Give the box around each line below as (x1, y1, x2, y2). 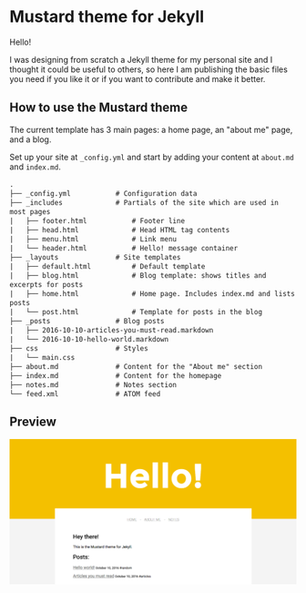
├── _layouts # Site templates (9, 252, 181, 261)
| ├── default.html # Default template (9, 261, 206, 271)
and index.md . (9, 161, 61, 172)
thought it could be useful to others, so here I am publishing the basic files (9, 64, 289, 75)
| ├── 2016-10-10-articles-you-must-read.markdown (9, 325, 214, 334)
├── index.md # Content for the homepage (9, 371, 222, 380)
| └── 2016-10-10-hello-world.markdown (9, 334, 169, 343)
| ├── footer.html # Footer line (9, 216, 185, 225)
